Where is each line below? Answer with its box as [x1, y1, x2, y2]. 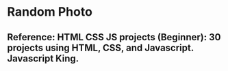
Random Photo [7, 4, 92, 20]
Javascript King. [7, 53, 79, 64]
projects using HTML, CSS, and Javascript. [7, 42, 194, 53]
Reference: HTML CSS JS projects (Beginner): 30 [7, 31, 221, 43]
